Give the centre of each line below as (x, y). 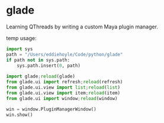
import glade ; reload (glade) (41, 77)
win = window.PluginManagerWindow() (51, 109)
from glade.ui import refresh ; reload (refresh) (65, 82)
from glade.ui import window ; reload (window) (62, 98)
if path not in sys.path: (38, 60)
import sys (20, 49)
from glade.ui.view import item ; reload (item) (63, 93)
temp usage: (21, 38)
